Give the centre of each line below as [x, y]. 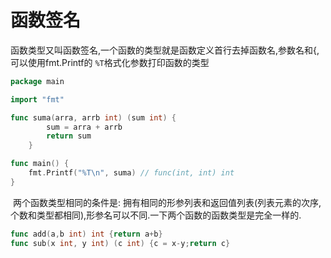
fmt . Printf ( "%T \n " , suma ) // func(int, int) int [131, 173]
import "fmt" [37, 99]
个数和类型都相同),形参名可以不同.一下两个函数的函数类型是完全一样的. [156, 215]
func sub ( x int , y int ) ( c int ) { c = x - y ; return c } [120, 243]
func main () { [40, 164]
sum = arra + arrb [84, 127]
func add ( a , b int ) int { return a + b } [86, 234]
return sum [69, 136]
